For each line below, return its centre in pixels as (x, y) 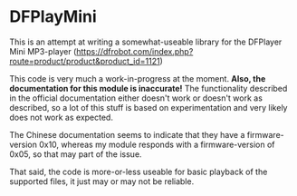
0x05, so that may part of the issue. (76, 154)
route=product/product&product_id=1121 (85, 61)
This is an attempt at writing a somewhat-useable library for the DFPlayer (146, 42)
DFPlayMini (53, 17)
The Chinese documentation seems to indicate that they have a (127, 134)
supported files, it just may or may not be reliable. (102, 181)
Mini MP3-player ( (43, 51)
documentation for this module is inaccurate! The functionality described (148, 88)
